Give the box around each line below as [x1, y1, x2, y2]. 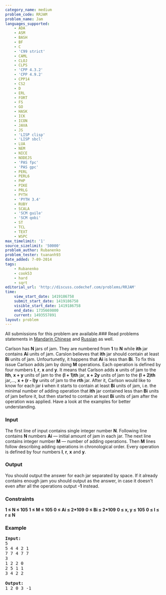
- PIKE [14, 183, 28, 188]
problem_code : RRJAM [5, 12, 48, 17]
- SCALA [14, 206, 30, 211]
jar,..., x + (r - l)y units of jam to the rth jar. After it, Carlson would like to [5, 378, 151, 384]
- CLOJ [14, 58, 28, 63]
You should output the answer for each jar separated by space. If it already [5, 472, 158, 478]
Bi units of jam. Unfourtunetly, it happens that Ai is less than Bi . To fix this [5, 356, 155, 362]
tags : [5, 262, 16, 267]
